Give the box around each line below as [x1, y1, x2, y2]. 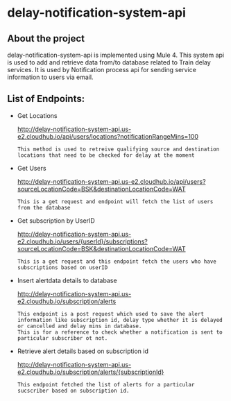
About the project [7, 33, 85, 44]
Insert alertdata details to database [17, 276, 117, 284]
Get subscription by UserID [17, 216, 95, 225]
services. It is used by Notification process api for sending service [7, 66, 196, 74]
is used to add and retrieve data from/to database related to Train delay [7, 58, 212, 67]
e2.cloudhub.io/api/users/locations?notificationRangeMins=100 [17, 132, 199, 140]
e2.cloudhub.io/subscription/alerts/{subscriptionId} [17, 368, 164, 376]
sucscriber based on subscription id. [17, 387, 130, 394]
